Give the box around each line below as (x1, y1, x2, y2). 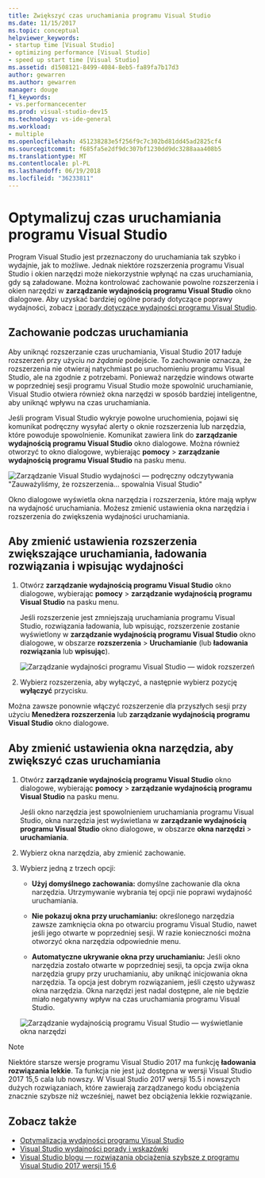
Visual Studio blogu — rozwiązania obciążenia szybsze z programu (19, 1153, 240, 1162)
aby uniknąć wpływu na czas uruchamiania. (8, 397, 151, 407)
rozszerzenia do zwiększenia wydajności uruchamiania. (8, 511, 190, 521)
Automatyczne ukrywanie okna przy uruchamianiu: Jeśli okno (31, 952, 240, 962)
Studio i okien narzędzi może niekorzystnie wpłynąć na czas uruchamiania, (8, 268, 254, 279)
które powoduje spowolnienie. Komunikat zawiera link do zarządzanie (8, 430, 238, 439)
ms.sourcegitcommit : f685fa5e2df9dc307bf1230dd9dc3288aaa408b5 (8, 145, 222, 153)
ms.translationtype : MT (8, 152, 87, 160)
